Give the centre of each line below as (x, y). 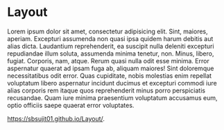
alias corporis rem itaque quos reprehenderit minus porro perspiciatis (106, 90)
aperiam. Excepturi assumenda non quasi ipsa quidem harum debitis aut (110, 38)
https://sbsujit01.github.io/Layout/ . (56, 118)
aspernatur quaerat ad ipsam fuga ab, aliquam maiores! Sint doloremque (111, 68)
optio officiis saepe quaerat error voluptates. (71, 105)
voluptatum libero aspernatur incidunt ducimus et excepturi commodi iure (112, 83)
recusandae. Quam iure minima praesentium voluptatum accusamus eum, (112, 97)
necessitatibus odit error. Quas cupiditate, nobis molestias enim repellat (110, 75)
